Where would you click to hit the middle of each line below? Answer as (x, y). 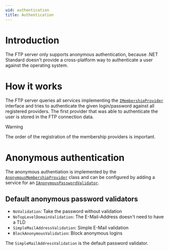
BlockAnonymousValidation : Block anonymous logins (68, 233)
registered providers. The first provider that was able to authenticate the (82, 112)
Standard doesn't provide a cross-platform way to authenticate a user (79, 60)
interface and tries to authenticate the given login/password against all (80, 106)
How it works (34, 86)
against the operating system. (37, 65)
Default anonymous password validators (72, 199)
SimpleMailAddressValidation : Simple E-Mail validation (71, 228)
